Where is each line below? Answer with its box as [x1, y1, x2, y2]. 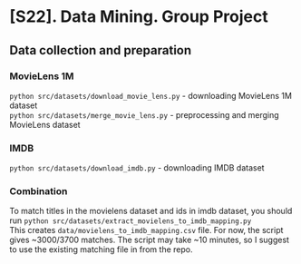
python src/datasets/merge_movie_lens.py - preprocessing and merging [9, 109, 279, 120]
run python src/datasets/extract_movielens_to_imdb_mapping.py [9, 215, 252, 226]
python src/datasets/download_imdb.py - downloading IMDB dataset [9, 162, 265, 173]
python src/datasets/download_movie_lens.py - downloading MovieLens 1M [9, 90, 293, 101]
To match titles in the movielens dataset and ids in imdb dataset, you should [9, 206, 293, 217]
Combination [9, 185, 68, 198]
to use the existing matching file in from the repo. [9, 244, 193, 255]
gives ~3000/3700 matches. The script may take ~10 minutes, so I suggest [9, 234, 290, 246]
